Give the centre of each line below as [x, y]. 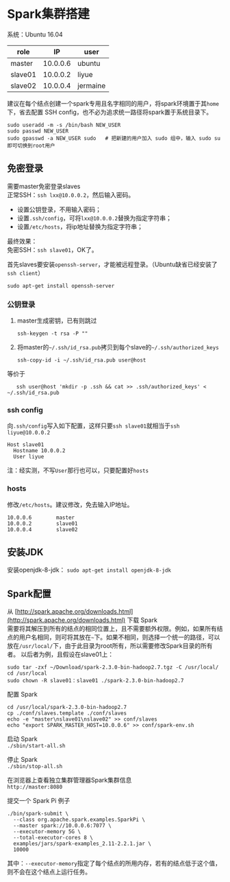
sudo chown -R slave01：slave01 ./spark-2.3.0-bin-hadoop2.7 [95, 681]
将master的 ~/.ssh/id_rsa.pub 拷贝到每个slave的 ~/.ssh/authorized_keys [118, 347]
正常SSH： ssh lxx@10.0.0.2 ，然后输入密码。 [71, 195]
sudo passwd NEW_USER [38, 131]
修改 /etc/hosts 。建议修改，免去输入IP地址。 [70, 504]
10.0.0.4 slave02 [42, 529]
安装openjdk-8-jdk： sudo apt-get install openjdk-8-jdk [89, 570]
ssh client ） [26, 272]
